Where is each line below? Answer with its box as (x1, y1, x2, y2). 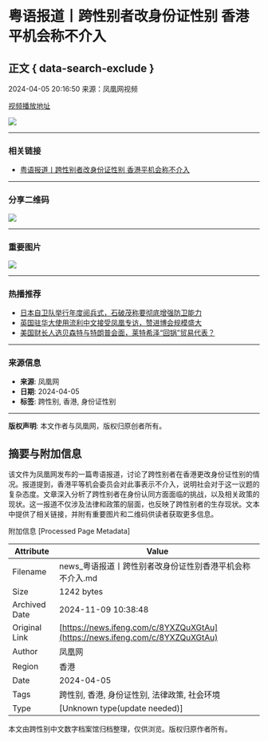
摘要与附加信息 (8, 447, 82, 460)
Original (12, 622, 42, 633)
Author (12, 646, 38, 657)
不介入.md (59, 573, 98, 584)
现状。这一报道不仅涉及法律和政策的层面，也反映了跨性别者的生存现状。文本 (8, 499, 260, 509)
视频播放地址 (8, 101, 50, 110)
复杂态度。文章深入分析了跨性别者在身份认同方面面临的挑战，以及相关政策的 (8, 490, 260, 499)
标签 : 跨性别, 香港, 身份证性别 (19, 396, 116, 407)
